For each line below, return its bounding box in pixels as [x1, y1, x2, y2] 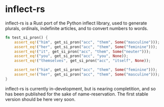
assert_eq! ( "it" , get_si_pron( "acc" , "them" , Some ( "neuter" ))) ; [14, 49, 151, 54]
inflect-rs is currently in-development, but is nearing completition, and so [5, 85, 156, 91]
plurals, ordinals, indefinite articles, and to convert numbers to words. [5, 25, 148, 31]
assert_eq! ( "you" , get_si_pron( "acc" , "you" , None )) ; [14, 53, 128, 58]
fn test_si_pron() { [5, 35, 48, 40]
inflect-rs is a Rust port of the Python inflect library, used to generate [5, 20, 147, 26]
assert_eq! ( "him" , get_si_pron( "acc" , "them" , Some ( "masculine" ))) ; [14, 39, 160, 44]
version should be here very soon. [5, 96, 76, 102]
